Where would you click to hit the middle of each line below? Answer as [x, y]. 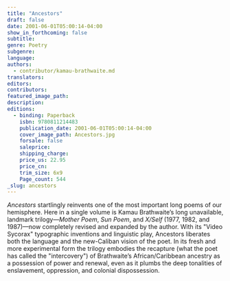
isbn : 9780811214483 [49, 122]
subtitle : [21, 39]
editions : [21, 109]
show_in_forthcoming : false [47, 33]
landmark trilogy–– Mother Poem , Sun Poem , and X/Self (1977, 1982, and [108, 219]
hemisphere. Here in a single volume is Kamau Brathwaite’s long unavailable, [115, 212]
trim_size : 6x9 [41, 173]
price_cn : [34, 166]
